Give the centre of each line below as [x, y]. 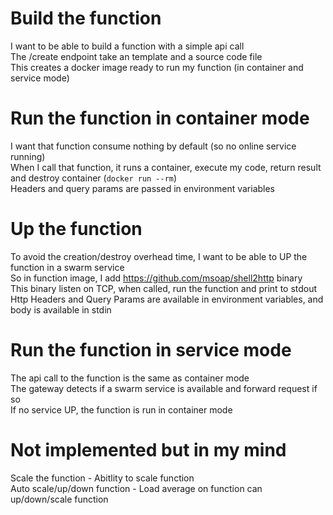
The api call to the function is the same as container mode [130, 378]
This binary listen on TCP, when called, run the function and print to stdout [164, 288]
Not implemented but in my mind [148, 449]
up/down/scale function [59, 499]
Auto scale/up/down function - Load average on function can [136, 488]
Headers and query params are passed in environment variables [143, 188]
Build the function [86, 18]
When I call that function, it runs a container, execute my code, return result [166, 167]
